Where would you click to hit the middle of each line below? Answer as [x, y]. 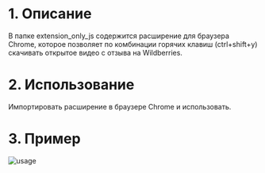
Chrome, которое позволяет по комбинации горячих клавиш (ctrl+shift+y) [133, 44]
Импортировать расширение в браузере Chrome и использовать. [120, 106]
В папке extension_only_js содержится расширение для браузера [119, 36]
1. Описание [50, 14]
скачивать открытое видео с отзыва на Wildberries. [95, 52]
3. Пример [44, 139]
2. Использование [71, 85]
